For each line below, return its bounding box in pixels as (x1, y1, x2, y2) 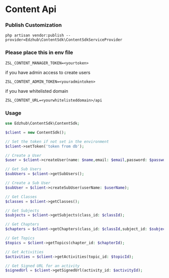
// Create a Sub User (5, 181, 51, 186)
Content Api (5, 4, 57, 15)
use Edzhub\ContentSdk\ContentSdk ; (5, 121, 80, 126)
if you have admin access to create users (5, 69, 91, 75)
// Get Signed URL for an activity (5, 263, 80, 268)
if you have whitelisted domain (5, 88, 69, 94)
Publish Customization (5, 22, 62, 29)
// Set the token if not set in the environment (5, 139, 109, 144)
